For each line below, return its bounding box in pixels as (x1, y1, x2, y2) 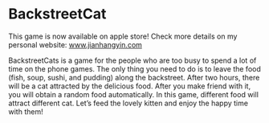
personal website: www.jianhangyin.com (8, 39, 143, 49)
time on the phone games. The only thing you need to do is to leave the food (8, 64, 261, 73)
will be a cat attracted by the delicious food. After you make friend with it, (8, 81, 251, 91)
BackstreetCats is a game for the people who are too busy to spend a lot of (8, 55, 257, 65)
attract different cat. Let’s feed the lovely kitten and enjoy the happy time (8, 98, 249, 108)
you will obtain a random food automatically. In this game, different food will (8, 89, 259, 99)
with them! (8, 106, 43, 117)
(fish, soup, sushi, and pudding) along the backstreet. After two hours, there (8, 72, 260, 82)
